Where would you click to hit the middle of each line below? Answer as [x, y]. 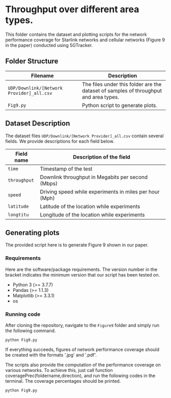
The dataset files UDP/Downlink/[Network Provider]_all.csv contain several [84, 136]
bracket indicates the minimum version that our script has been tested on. [83, 275]
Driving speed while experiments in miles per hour [100, 191]
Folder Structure [32, 61]
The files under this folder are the [122, 84]
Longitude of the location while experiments [92, 214]
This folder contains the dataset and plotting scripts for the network [76, 34]
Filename [43, 76]
